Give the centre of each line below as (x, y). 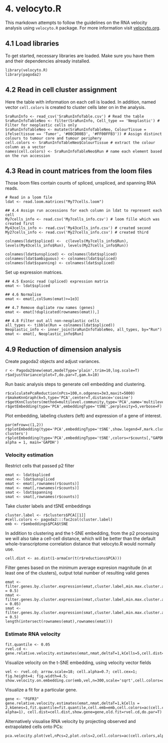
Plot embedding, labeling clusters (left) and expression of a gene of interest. (83, 416)
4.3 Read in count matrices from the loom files (79, 171)
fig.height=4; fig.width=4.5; (37, 676)
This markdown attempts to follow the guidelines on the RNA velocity (76, 22)
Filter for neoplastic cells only (41, 125)
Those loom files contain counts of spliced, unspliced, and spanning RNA (81, 183)
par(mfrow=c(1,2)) (24, 425)
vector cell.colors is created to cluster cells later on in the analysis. (75, 107)
